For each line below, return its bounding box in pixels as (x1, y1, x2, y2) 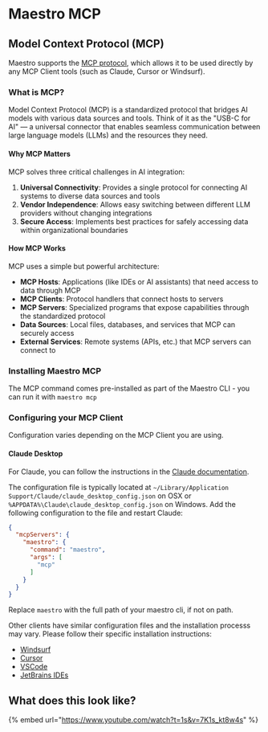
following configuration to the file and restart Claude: (8, 508, 183, 517)
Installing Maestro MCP (8, 365, 102, 376)
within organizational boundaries (19, 225, 128, 235)
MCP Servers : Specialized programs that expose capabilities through (19, 302, 250, 312)
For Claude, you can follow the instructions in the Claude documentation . (8, 467, 250, 476)
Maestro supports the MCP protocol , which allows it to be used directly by (8, 58, 254, 67)
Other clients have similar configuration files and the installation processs (8, 620, 251, 631)
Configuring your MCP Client (8, 411, 124, 423)
